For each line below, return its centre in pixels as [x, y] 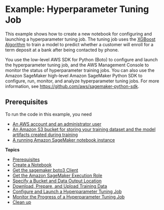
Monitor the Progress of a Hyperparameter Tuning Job [68, 196]
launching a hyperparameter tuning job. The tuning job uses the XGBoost [80, 39]
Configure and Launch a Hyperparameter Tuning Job [67, 191]
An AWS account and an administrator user [57, 124]
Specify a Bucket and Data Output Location [57, 181]
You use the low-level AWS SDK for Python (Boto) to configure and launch [81, 59]
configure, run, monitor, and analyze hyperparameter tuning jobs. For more [82, 81]
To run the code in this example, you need [48, 114]
